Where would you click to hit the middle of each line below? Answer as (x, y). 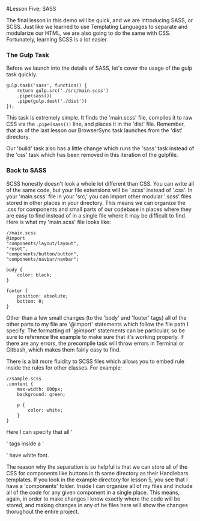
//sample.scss (24, 379)
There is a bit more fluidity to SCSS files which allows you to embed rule (95, 361)
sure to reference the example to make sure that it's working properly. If (95, 337)
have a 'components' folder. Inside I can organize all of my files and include (100, 486)
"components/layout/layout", (43, 243)
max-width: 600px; (40, 389)
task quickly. (22, 75)
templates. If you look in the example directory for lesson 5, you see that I (97, 480)
